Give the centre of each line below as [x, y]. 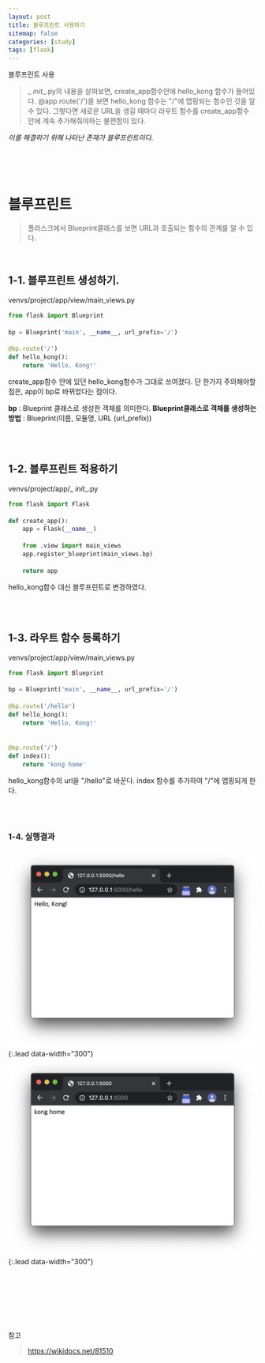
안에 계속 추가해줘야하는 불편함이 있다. [86, 121]
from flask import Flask [49, 504]
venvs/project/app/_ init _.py [53, 488]
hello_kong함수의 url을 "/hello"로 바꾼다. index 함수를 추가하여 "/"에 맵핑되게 [128, 781]
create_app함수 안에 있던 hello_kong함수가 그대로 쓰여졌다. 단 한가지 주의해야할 [132, 382]
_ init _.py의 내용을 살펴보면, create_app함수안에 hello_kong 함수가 [131, 92]
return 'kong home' [54, 765]
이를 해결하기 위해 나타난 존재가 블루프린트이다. [81, 137]
